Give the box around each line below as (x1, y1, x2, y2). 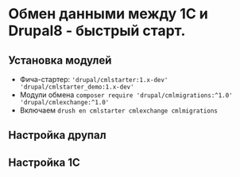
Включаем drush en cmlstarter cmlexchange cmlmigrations (19, 105, 219, 115)
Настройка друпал (8, 128, 106, 142)
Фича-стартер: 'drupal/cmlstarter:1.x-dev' (19, 75, 168, 84)
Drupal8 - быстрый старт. (8, 22, 186, 40)
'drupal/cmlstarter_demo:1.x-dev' (19, 83, 134, 91)
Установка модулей (8, 53, 112, 67)
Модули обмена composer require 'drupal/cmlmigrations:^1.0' (19, 90, 233, 100)
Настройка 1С (8, 155, 81, 169)
